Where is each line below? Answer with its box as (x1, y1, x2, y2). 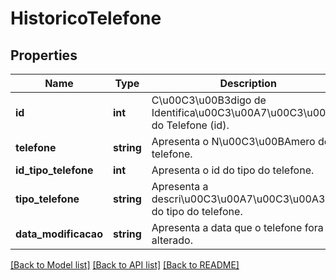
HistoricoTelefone (10, 7, 162, 30)
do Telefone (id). (151, 118, 230, 132)
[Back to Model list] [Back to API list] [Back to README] (10, 259, 240, 271)
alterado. (151, 233, 193, 247)
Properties (10, 47, 78, 64)
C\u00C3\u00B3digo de (151, 93, 267, 107)
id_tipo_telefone (15, 163, 94, 177)
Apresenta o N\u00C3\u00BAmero (151, 135, 316, 148)
